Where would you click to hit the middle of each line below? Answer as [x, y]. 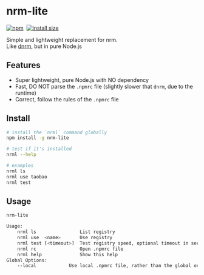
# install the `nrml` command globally [57, 132]
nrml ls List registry [66, 232]
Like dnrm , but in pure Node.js [44, 46]
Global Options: [27, 260]
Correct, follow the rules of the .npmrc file [67, 99]
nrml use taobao [27, 177]
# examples [20, 166]
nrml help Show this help [68, 254]
